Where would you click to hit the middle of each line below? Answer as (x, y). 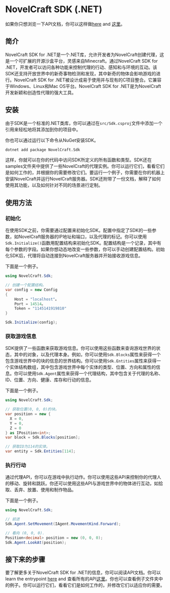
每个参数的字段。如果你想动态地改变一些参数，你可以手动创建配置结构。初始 (85, 249)
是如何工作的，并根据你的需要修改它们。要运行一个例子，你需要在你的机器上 (85, 172)
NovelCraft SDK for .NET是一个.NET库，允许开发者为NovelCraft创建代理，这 (85, 55)
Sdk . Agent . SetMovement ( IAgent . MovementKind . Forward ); (63, 524)
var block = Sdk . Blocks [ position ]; (43, 438)
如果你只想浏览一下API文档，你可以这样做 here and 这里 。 (65, 24)
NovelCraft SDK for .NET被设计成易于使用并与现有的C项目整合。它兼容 (88, 80)
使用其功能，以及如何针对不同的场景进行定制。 (54, 185)
